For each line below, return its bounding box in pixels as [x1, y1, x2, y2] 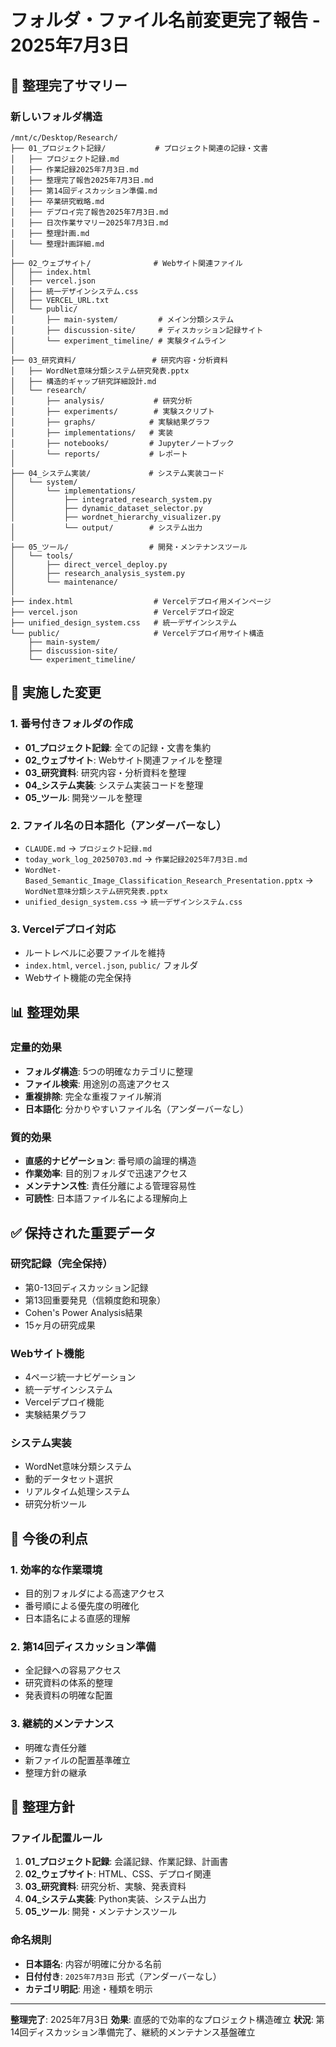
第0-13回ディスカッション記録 [24, 1281, 149, 1293]
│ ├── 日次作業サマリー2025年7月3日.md [10, 217, 169, 228]
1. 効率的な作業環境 [10, 1562, 103, 1576]
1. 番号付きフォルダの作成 [10, 717, 133, 731]
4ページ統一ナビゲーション [24, 1371, 137, 1383]
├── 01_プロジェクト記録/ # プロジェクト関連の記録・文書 [10, 143, 268, 153]
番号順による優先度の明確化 [24, 1600, 140, 1612]
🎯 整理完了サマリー [10, 77, 128, 94]
